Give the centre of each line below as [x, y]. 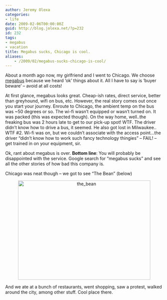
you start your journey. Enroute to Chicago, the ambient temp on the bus [80, 106]
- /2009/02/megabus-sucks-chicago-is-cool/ [60, 61]
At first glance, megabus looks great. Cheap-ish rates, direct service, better [83, 96]
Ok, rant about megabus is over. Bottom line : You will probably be [73, 153]
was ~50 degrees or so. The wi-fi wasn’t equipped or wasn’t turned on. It [81, 112]
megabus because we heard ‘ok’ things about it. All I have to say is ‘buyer [81, 81]
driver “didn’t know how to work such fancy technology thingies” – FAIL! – [81, 138]
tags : [11, 38]
